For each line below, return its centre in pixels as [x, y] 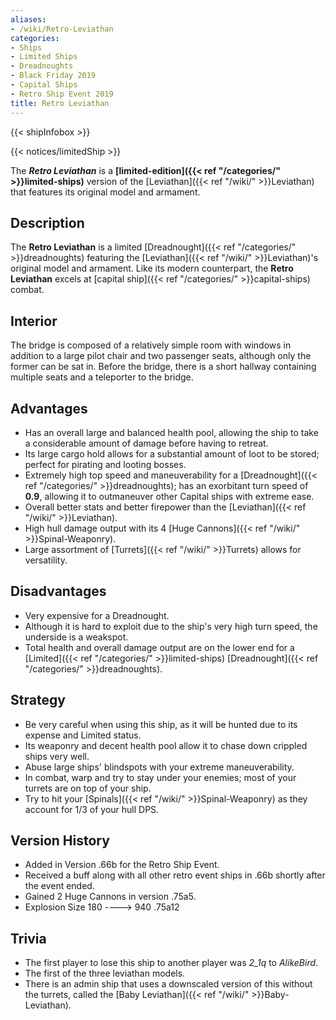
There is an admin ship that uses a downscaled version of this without [168, 984]
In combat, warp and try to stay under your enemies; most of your [160, 777]
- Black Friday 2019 [53, 76]
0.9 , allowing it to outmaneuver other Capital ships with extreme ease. [169, 496]
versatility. [46, 560]
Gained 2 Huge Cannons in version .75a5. [110, 897]
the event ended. [59, 886]
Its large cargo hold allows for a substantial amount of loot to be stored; [172, 453]
